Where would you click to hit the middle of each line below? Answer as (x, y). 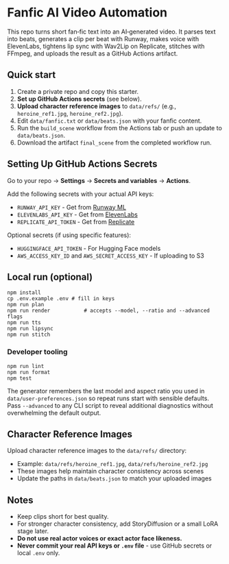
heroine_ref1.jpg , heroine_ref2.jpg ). (70, 113)
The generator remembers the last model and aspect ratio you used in (106, 391)
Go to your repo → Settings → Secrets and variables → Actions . (99, 180)
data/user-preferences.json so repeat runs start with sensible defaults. (108, 398)
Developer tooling (37, 352)
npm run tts (24, 323)
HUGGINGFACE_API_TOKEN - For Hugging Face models (89, 248)
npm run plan (26, 305)
